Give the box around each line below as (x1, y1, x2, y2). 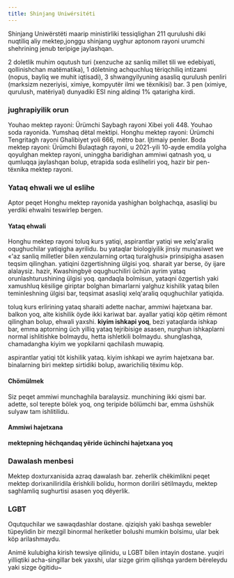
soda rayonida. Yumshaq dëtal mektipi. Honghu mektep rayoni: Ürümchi (8, 128, 214, 136)
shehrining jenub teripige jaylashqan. (8, 44, 114, 52)
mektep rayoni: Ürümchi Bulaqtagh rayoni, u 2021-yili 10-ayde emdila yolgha (8, 142, 227, 151)
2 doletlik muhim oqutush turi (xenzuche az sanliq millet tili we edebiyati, (8, 57, 216, 66)
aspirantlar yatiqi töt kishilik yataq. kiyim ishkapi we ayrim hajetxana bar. (8, 353, 214, 362)
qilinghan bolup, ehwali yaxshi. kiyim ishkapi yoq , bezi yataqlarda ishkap (8, 318, 218, 326)
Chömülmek (8, 377, 45, 385)
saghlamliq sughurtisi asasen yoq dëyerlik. (8, 487, 130, 496)
